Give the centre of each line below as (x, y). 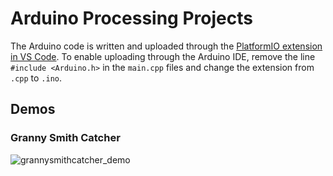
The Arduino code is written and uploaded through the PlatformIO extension (166, 46)
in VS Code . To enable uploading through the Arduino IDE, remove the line (163, 56)
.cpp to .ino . (36, 78)
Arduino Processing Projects (131, 18)
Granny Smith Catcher (65, 138)
